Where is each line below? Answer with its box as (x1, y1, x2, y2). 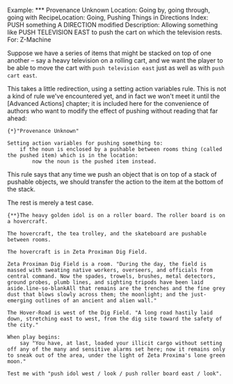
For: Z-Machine (7, 35, 51, 44)
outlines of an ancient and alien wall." (35, 297, 157, 304)
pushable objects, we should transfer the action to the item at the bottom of (7, 177, 224, 186)
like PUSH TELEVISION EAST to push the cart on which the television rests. (7, 28, 223, 36)
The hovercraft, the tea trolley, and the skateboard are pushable (7, 230, 207, 237)
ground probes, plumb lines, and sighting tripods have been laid (7, 279, 204, 286)
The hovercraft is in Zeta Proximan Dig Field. (7, 248, 148, 255)
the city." (7, 321, 39, 328)
